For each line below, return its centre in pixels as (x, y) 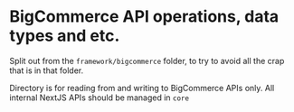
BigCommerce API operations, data (144, 17)
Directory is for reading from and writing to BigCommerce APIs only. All (142, 88)
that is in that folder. (47, 70)
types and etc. (65, 36)
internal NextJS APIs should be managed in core (100, 98)
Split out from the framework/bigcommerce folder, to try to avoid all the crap (147, 61)
